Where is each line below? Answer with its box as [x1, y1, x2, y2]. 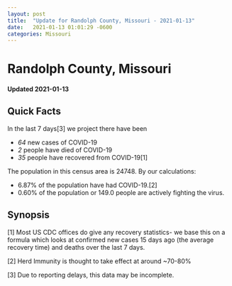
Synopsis [7, 209, 50, 221]
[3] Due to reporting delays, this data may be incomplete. [7, 270, 175, 279]
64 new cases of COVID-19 [17, 138, 98, 147]
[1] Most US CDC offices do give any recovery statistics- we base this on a [7, 228, 226, 236]
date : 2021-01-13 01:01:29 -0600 [7, 23, 113, 31]
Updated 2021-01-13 [7, 85, 70, 93]
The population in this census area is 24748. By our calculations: [7, 166, 197, 175]
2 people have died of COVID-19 [17, 145, 113, 154]
